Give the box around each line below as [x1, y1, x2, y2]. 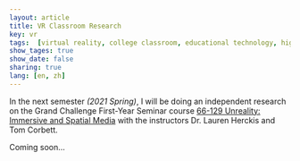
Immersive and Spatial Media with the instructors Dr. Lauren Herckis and [9, 114, 275, 125]
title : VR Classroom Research [9, 21, 122, 30]
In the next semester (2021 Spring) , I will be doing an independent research [9, 96, 287, 106]
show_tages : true [9, 47, 74, 55]
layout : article [9, 13, 70, 22]
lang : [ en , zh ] [9, 72, 66, 80]
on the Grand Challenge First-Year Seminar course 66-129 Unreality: [9, 105, 261, 116]
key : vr [9, 30, 38, 38]
